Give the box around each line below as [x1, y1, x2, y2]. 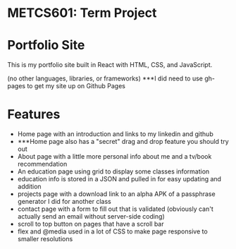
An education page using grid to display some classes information [17, 167, 210, 176]
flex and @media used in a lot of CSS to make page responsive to [17, 227, 208, 236]
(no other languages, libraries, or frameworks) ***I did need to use [7, 74, 203, 83]
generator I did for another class [17, 198, 111, 206]
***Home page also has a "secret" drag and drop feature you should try [17, 138, 229, 146]
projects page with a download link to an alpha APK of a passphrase [17, 190, 216, 198]
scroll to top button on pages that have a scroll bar [17, 220, 164, 229]
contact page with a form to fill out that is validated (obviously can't [17, 205, 213, 213]
